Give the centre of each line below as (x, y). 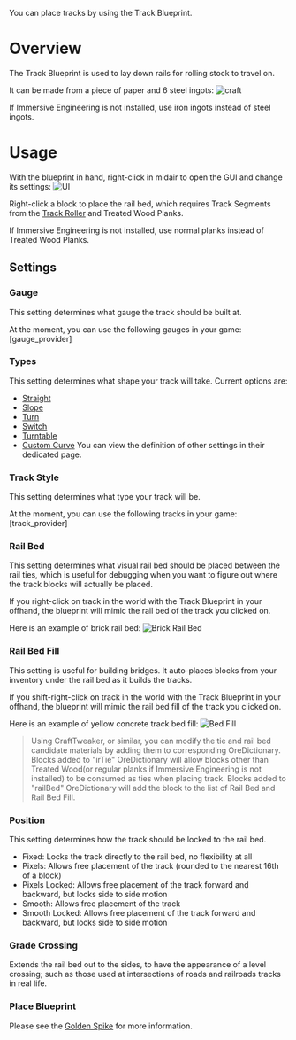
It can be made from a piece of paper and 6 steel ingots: (112, 90)
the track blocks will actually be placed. (81, 585)
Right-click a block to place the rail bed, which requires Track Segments (140, 204)
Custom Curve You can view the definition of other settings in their (143, 445)
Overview (46, 49)
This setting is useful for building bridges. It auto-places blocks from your (143, 670)
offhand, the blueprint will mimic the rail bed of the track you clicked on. (140, 611)
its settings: (30, 186)
